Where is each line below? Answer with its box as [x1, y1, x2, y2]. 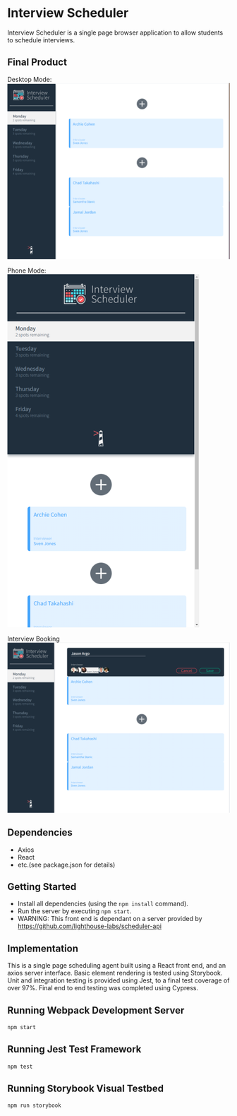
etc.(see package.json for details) [17, 860, 116, 869]
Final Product [7, 57, 67, 69]
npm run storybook [7, 1102, 61, 1110]
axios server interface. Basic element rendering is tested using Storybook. [7, 969, 223, 978]
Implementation [7, 942, 79, 954]
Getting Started [7, 881, 77, 893]
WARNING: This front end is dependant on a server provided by [17, 915, 202, 923]
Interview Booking [7, 634, 60, 643]
